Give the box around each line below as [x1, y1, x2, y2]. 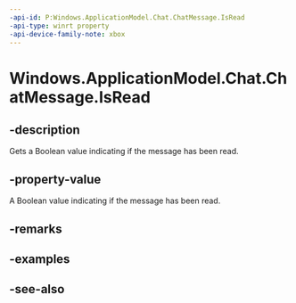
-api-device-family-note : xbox [9, 29, 126, 38]
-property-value [9, 171, 102, 187]
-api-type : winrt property [9, 21, 110, 30]
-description [9, 122, 80, 137]
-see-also [9, 282, 65, 297]
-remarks [9, 221, 62, 236]
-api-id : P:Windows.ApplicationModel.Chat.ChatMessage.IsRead [9, 12, 245, 22]
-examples [9, 251, 70, 266]
